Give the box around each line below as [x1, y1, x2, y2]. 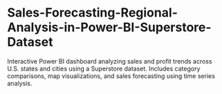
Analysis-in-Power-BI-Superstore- [7, 19, 212, 35]
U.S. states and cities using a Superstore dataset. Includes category [7, 64, 201, 73]
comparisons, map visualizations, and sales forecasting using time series [7, 71, 216, 80]
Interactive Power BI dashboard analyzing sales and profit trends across [7, 57, 212, 65]
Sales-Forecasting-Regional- [7, 5, 178, 21]
